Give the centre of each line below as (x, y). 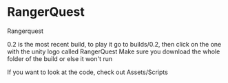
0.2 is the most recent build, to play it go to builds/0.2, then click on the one (114, 44)
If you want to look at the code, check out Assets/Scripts (88, 72)
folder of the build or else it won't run (60, 58)
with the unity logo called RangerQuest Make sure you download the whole (114, 51)
